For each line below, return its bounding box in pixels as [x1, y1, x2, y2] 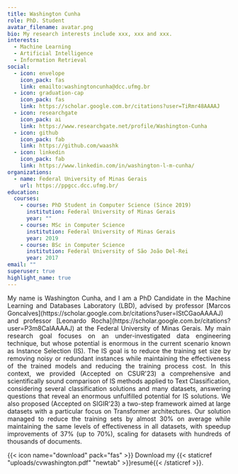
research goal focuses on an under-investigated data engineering [7, 331, 231, 340]
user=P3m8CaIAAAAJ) [7, 324, 75, 332]
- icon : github [13, 129, 59, 136]
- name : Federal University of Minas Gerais [13, 175, 147, 182]
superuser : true [7, 268, 55, 275]
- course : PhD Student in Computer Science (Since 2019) [20, 202, 192, 209]
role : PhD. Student [7, 17, 65, 24]
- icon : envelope [13, 70, 65, 77]
